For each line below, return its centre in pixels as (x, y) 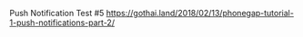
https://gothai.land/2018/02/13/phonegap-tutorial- (200, 13)
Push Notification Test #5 (57, 13)
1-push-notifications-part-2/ (62, 23)
